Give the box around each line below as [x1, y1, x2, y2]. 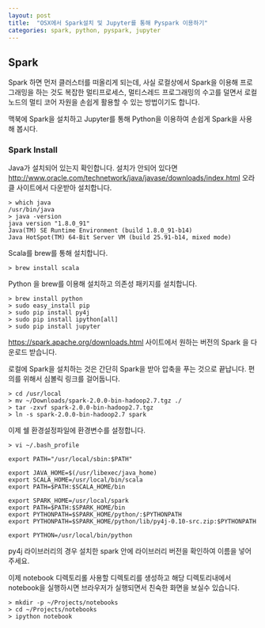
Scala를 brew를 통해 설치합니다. [8, 249, 108, 258]
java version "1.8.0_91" [8, 219, 90, 228]
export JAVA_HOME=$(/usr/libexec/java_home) [8, 469, 157, 478]
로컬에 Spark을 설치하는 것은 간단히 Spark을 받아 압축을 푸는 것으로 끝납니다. [8, 364, 247, 374]
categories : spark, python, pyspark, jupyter [8, 26, 161, 34]
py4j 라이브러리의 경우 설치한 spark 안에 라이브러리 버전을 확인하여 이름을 [8, 546, 237, 556]
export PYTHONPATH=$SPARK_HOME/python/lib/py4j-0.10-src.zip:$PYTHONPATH [8, 518, 257, 526]
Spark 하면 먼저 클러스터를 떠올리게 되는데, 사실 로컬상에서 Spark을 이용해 [8, 78, 239, 87]
